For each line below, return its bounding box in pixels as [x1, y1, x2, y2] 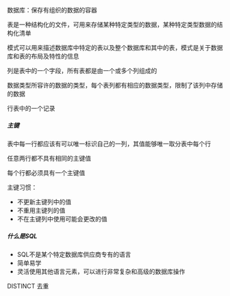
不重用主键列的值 [16, 206, 66, 214]
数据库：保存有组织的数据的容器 [7, 6, 97, 14]
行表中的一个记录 [7, 105, 55, 112]
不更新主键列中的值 [16, 198, 72, 206]
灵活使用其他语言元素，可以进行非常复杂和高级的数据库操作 [16, 267, 186, 275]
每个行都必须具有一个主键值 [7, 168, 86, 176]
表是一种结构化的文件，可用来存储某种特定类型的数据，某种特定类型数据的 [7, 21, 217, 29]
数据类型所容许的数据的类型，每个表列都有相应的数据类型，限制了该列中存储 [7, 81, 223, 89]
